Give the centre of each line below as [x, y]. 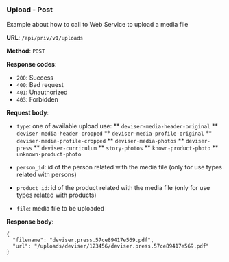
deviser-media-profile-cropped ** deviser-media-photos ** [100, 141]
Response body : [30, 222]
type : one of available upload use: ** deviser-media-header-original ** [117, 126]
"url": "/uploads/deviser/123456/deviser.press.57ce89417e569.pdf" [111, 246]
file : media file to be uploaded [60, 209]
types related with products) [56, 195]
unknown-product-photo [49, 155]
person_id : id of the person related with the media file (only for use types [119, 167]
